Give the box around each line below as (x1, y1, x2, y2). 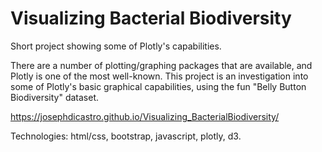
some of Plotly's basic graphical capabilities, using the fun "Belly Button (10, 80, 307, 92)
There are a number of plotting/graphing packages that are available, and (10, 59, 313, 71)
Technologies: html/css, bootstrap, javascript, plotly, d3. (10, 130, 242, 142)
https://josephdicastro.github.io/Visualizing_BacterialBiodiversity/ (10, 110, 280, 122)
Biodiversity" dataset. (10, 91, 100, 103)
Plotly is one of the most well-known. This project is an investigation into (10, 70, 309, 82)
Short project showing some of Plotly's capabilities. (10, 40, 222, 52)
